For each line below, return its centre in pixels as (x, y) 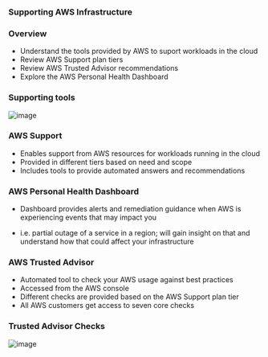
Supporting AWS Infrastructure (70, 12)
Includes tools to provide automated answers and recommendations (132, 170)
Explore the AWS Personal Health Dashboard (94, 77)
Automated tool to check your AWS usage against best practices (127, 280)
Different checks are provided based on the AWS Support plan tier (129, 297)
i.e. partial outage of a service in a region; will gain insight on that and (135, 233)
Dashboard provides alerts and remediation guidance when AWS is (130, 209)
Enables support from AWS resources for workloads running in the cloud (140, 153)
